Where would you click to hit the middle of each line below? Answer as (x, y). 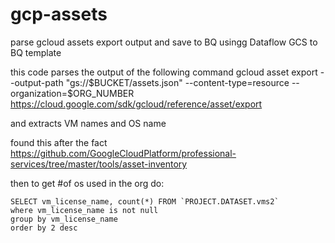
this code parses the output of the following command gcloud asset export (164, 72)
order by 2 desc (44, 228)
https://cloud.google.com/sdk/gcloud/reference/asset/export (136, 104)
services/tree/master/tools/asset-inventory (99, 164)
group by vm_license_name (64, 219)
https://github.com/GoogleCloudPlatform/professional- (123, 153)
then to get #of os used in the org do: (87, 183)
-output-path (37, 82)
